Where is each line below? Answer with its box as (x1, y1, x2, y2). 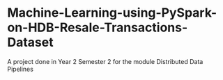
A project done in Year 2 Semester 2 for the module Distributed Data (7, 57, 203, 65)
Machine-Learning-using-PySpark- (7, 5, 217, 21)
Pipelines (7, 65, 33, 73)
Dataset (7, 35, 54, 50)
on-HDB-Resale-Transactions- (7, 19, 188, 35)
